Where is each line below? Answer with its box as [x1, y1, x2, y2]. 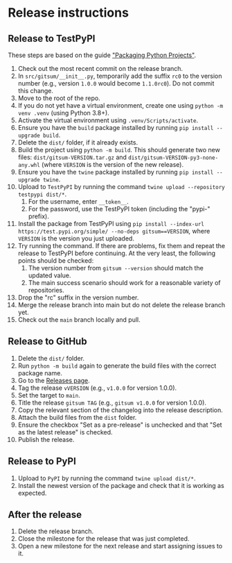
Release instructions [8, 5, 129, 21]
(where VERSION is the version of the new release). [41, 161, 184, 168]
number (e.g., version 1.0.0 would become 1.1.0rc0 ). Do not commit [17, 79, 215, 88]
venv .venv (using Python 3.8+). [17, 109, 109, 117]
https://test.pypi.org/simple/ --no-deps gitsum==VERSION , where [17, 227, 211, 235]
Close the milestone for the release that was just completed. [17, 535, 190, 543]
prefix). [28, 212, 49, 220]
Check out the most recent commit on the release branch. [17, 65, 183, 72]
